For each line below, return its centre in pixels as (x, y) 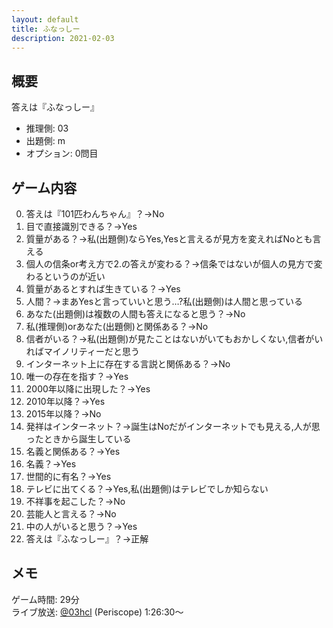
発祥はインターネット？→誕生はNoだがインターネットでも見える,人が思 (173, 426)
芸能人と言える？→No (71, 514)
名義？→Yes (51, 464)
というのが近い (74, 276)
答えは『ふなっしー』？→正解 (87, 539)
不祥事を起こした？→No (75, 501)
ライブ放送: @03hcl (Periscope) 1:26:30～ (97, 612)
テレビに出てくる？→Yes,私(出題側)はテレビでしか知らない (147, 489)
